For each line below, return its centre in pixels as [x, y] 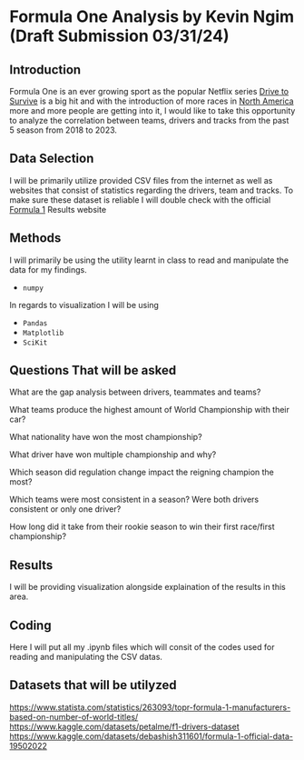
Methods [35, 238]
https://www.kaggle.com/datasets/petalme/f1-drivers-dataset [124, 726]
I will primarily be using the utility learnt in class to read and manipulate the [149, 260]
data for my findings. [49, 269]
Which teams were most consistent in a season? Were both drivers [134, 500]
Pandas [35, 323]
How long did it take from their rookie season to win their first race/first [142, 527]
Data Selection [52, 159]
